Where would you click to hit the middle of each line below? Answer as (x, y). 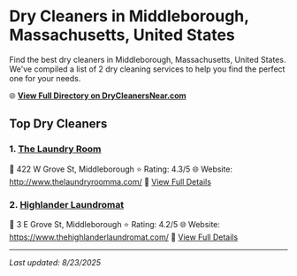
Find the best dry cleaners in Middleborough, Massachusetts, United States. (148, 59)
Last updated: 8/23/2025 (55, 262)
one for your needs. (45, 78)
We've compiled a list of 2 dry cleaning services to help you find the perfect (147, 69)
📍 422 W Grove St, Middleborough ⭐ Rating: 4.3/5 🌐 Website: (121, 169)
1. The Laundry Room (55, 149)
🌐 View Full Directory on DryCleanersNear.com (98, 96)
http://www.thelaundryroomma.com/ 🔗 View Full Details (110, 181)
